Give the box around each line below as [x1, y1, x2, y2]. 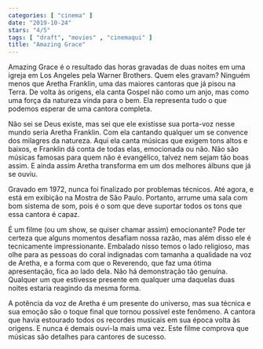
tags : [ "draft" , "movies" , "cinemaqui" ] [8, 33, 153, 42]
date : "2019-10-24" [8, 19, 72, 27]
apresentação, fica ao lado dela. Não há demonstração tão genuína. [8, 266, 228, 276]
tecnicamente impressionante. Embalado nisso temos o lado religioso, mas [8, 241, 250, 252]
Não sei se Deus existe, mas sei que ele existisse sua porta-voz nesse [8, 119, 236, 129]
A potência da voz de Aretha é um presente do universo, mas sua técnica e [8, 299, 251, 308]
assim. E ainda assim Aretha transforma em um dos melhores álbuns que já [8, 161, 251, 171]
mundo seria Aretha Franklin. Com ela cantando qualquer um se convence [8, 127, 249, 138]
